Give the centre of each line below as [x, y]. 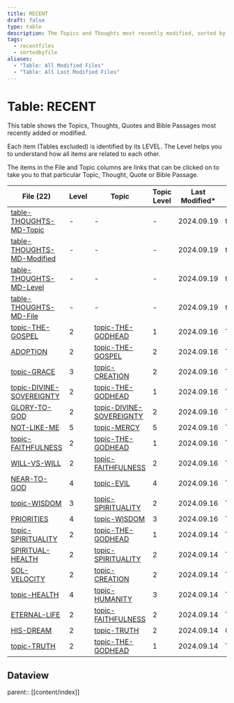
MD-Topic [28, 230]
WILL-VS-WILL [36, 463]
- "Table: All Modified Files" [59, 65]
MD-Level [28, 288]
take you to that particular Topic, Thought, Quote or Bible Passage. [103, 175]
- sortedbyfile [36, 53]
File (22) [36, 196]
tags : [15, 40]
